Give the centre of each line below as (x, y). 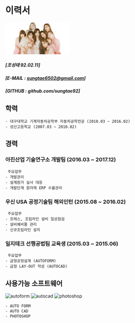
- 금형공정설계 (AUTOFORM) (31, 261)
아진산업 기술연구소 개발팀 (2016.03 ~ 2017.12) (61, 160)
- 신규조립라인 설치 (23, 230)
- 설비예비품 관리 (21, 225)
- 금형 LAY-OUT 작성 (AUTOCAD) (37, 267)
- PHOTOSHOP (18, 316)
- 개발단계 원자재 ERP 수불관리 (34, 188)
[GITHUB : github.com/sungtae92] (43, 91)
